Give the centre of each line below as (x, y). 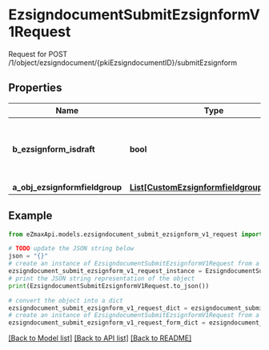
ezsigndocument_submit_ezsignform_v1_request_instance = (105, 271)
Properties (35, 88)
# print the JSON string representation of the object (102, 279)
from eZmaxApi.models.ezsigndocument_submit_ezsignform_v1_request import (136, 234)
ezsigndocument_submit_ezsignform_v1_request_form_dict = (107, 323)
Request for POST (38, 54)
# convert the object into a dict (66, 300)
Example (30, 216)
